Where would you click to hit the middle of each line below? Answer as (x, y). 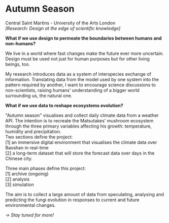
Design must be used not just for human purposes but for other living (77, 58)
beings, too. (18, 64)
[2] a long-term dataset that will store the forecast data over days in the (80, 153)
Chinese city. (19, 158)
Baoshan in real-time (27, 147)
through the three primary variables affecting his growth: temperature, (79, 126)
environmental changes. (30, 205)
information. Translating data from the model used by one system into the (82, 79)
